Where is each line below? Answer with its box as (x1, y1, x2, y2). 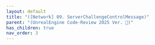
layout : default (6, 8, 46, 15)
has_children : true (6, 25, 54, 31)
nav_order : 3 (6, 30, 38, 36)
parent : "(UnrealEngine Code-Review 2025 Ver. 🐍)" (6, 19, 134, 25)
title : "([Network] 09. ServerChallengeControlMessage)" (6, 14, 150, 20)
